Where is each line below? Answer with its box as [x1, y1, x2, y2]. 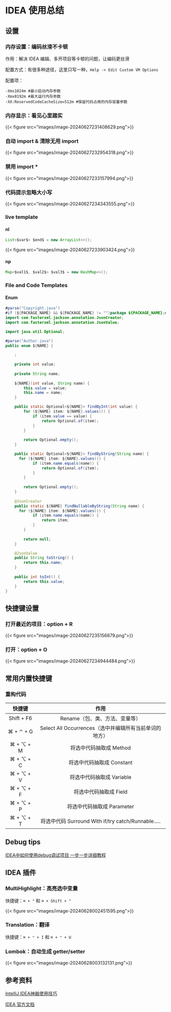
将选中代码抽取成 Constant [68, 759, 133, 766]
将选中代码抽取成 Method [70, 744, 131, 751]
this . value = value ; [23, 386, 67, 391]
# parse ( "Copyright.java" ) [5, 306, 60, 311]
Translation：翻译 [5, 921, 50, 928]
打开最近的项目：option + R [5, 620, 73, 627]
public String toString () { [14, 555, 74, 561]
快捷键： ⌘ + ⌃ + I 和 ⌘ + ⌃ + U [5, 934, 71, 940]
